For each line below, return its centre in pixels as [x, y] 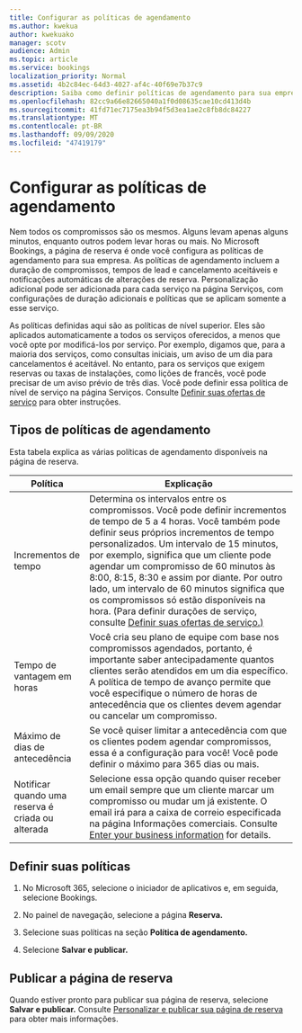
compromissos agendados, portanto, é [171, 648]
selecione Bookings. [60, 898]
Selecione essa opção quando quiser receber [185, 779]
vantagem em [43, 676]
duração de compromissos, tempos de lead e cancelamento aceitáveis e [144, 270]
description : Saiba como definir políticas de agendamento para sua [140, 93]
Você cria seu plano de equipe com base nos [184, 637]
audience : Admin [40, 51]
